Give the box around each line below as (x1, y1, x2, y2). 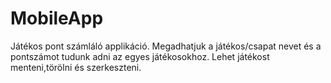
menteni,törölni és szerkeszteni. (10, 61, 142, 73)
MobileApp (10, 7, 104, 30)
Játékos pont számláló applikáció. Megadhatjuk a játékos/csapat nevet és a (10, 40, 322, 52)
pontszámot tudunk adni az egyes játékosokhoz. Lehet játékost (10, 50, 270, 62)
